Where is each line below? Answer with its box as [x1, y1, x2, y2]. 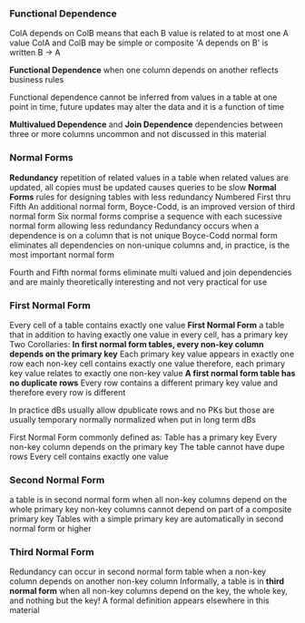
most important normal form [9, 248, 115, 260]
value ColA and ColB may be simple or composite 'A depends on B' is [9, 37, 269, 48]
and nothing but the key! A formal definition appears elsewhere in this [9, 595, 270, 606]
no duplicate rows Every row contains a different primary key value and [9, 377, 279, 388]
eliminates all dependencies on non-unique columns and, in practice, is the [9, 239, 290, 250]
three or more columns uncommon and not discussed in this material [9, 129, 267, 140]
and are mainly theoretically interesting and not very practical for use [9, 276, 268, 287]
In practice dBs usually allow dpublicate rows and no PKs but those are [9, 404, 275, 415]
